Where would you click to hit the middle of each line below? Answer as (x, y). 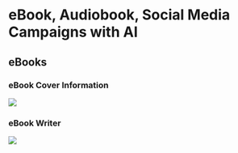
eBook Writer (35, 123)
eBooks (28, 62)
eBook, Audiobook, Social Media (119, 15)
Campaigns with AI (73, 32)
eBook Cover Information (58, 85)
